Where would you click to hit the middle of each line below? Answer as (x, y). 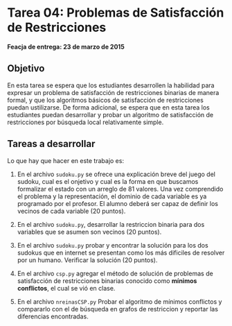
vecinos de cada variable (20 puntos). (71, 211)
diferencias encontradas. (53, 316)
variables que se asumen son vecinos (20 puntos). (89, 232)
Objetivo (26, 68)
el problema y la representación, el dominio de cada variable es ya (112, 196)
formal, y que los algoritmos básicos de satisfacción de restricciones (106, 100)
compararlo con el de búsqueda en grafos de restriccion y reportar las (117, 309)
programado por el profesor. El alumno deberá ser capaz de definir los (117, 203)
